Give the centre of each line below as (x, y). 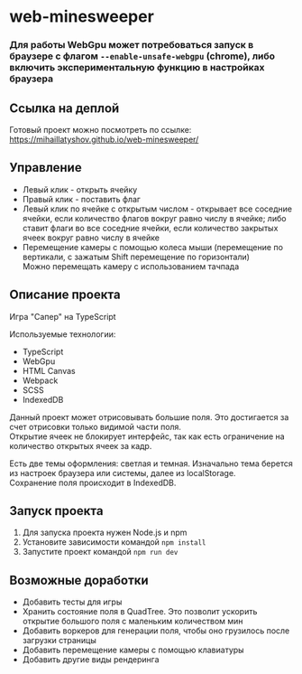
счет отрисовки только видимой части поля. (96, 426)
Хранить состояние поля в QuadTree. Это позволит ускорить (140, 612)
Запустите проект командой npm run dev (100, 552)
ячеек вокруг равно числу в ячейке (91, 238)
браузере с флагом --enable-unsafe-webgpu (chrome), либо (142, 56)
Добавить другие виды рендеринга (91, 660)
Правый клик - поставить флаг (82, 199)
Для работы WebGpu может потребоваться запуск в (132, 45)
